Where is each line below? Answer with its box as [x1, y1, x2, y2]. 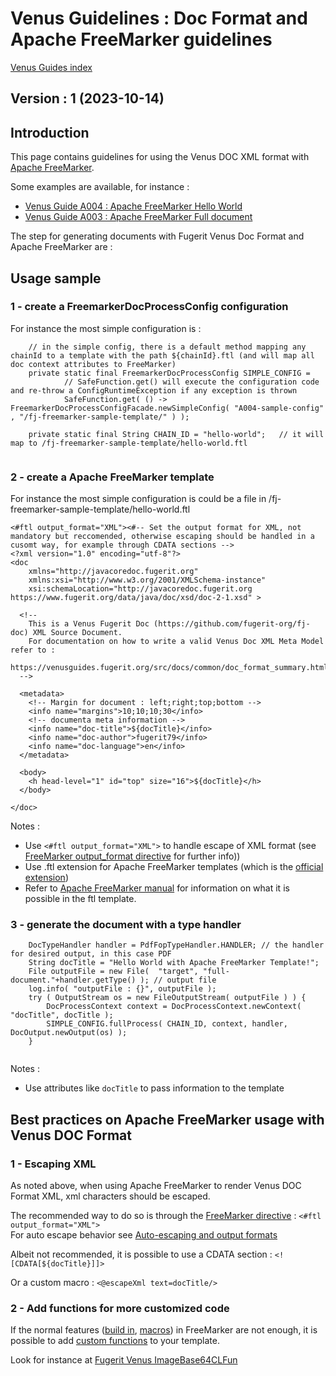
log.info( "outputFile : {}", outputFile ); [28, 984, 217, 994]
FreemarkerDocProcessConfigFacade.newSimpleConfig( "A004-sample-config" [10, 403, 325, 413]
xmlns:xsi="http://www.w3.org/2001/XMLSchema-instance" [28, 575, 267, 586]
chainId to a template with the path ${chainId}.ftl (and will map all [10, 350, 315, 361]
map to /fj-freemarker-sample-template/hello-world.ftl [10, 438, 248, 448]
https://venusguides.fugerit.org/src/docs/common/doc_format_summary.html [10, 663, 329, 673]
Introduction [10, 124, 90, 141]
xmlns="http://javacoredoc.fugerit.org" [28, 567, 199, 577]
